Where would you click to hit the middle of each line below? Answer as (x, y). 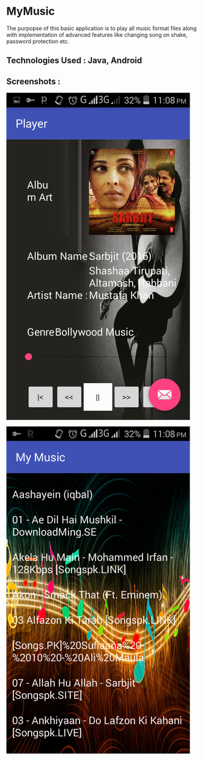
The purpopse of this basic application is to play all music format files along (102, 28)
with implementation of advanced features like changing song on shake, (97, 34)
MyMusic (31, 11)
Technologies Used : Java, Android (74, 60)
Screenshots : (34, 81)
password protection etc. (38, 41)
